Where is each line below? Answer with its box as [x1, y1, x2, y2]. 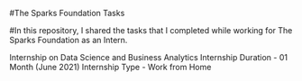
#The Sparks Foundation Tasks [9, 8, 125, 18]
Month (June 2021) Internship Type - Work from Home [9, 62, 212, 72]
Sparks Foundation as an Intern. [9, 35, 128, 45]
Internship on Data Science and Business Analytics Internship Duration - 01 [9, 52, 288, 62]
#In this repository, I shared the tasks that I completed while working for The [9, 25, 293, 35]
